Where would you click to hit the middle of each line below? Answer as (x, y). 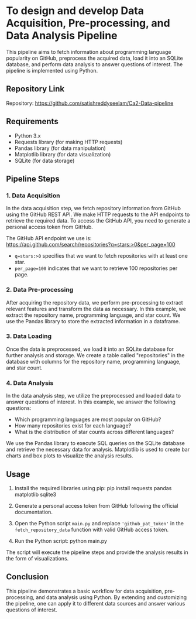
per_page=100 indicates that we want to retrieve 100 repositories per (96, 268)
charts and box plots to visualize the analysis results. (70, 456)
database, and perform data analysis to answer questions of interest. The (94, 64)
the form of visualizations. (37, 558)
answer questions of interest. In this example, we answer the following (91, 402)
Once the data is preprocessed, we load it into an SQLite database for (90, 349)
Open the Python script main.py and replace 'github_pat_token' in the (99, 523)
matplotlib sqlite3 (35, 494)
